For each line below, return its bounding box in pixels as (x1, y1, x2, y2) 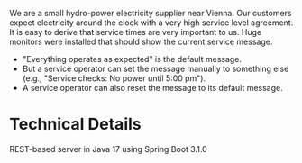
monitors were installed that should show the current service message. (9, 36, 273, 47)
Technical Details (9, 114, 142, 134)
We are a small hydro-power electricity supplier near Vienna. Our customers (9, 8, 292, 18)
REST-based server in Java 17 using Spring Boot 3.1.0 (9, 143, 207, 154)
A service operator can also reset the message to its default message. (22, 83, 283, 93)
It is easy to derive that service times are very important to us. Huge (9, 27, 262, 37)
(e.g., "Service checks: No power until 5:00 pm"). (22, 73, 206, 84)
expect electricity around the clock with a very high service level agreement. (9, 17, 294, 28)
